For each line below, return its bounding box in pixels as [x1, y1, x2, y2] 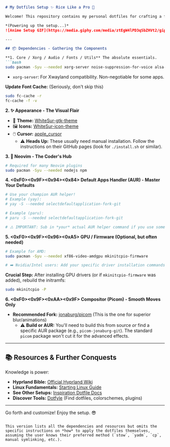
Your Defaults [5, 182, 35, 189]
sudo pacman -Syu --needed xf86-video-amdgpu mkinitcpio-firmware [5, 253, 148, 258]
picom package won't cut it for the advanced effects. [20, 333, 130, 339]
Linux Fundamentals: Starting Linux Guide [12, 384, 102, 390]
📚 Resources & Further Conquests [5, 353, 117, 362]
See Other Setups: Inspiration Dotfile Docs [12, 389, 102, 395]
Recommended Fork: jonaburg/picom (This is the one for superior [12, 312, 151, 318]
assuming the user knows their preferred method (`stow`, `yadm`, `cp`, [5, 432, 162, 438]
